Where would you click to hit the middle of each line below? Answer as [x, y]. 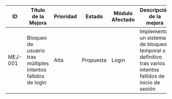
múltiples [38, 63]
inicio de [150, 82]
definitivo [151, 57]
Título [38, 10]
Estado [94, 16]
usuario [36, 51]
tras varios [153, 63]
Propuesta [94, 60]
